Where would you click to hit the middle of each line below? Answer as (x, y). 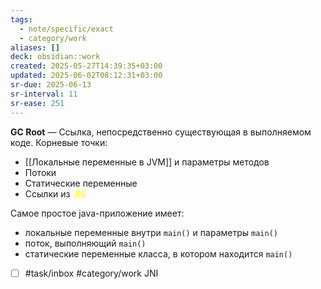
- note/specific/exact (66, 29)
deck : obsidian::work (55, 57)
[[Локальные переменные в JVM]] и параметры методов (147, 162)
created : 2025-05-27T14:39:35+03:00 (86, 66)
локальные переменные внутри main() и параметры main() (151, 232)
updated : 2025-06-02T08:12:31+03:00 (86, 76)
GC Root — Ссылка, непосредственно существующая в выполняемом (161, 132)
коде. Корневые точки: (59, 142)
